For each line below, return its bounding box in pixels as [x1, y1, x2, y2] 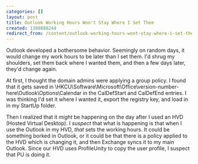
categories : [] [6, 8, 44, 15]
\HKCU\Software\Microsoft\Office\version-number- [55, 83, 179, 90]
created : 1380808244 [6, 25, 57, 31]
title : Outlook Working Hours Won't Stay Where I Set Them [6, 19, 154, 25]
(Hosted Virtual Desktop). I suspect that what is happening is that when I [6, 120, 182, 127]
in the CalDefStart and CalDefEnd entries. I [82, 90, 187, 97]
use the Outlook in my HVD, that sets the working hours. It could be [6, 126, 170, 133]
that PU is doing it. [6, 151, 51, 158]
